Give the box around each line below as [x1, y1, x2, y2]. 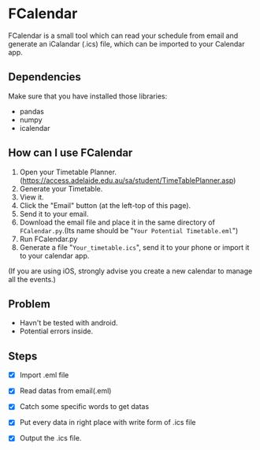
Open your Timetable [19, 167, 89, 177]
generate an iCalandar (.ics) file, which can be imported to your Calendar [8, 39, 245, 48]
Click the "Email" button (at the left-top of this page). [19, 200, 191, 210]
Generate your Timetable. [19, 184, 103, 193]
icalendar [19, 123, 50, 132]
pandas [19, 106, 45, 116]
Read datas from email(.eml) [19, 386, 112, 396]
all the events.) [8, 274, 57, 284]
